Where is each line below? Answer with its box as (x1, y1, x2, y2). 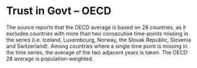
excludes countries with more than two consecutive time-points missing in (6, 30, 189, 37)
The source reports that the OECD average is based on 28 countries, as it (6, 24, 186, 31)
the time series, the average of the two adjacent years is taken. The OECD (6, 48, 187, 56)
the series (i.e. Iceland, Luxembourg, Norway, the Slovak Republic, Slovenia (6, 36, 192, 43)
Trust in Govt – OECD (6, 4, 112, 18)
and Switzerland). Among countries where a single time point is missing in (6, 43, 187, 50)
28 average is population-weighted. (6, 55, 94, 62)
